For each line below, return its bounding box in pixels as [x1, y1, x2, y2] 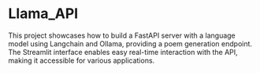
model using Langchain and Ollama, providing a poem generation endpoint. [8, 38, 253, 48]
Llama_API [8, 5, 79, 23]
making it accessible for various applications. [8, 56, 155, 65]
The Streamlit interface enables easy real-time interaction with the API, [8, 47, 238, 57]
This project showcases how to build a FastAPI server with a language [8, 31, 236, 40]
